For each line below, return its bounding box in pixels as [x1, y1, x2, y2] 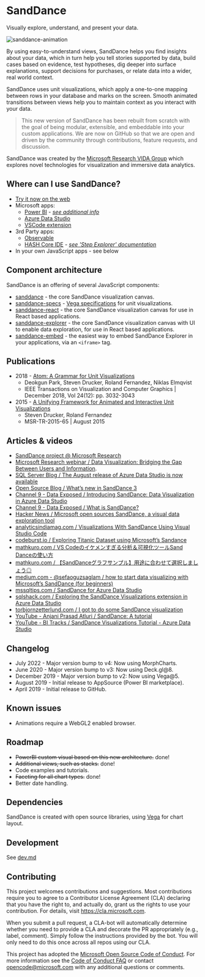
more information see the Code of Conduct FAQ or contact [6, 957, 154, 964]
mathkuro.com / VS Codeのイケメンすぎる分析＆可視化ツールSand [15, 544, 183, 551]
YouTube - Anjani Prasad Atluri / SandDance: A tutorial [15, 612, 152, 620]
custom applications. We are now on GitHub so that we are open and [21, 130, 195, 137]
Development [6, 838, 59, 848]
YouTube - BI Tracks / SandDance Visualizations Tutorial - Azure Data [15, 619, 191, 626]
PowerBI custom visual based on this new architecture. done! [15, 753, 170, 760]
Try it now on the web [15, 195, 70, 202]
